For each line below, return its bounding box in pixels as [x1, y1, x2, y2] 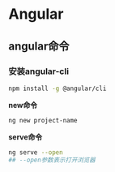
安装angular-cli [8, 66, 70, 77]
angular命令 [8, 39, 70, 53]
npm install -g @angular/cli [8, 84, 107, 92]
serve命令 [8, 131, 43, 142]
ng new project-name [8, 116, 79, 124]
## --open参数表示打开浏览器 [8, 156, 96, 164]
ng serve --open [8, 148, 63, 157]
